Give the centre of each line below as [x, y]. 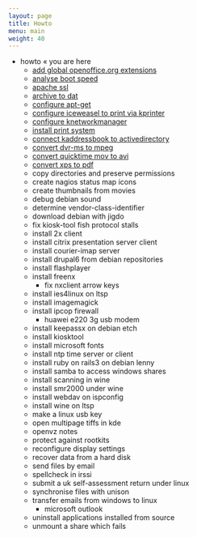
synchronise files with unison [81, 492]
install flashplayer [61, 268]
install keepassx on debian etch [84, 328]
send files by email [63, 466]
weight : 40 [27, 38]
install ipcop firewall [65, 311]
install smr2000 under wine [78, 389]
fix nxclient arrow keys [82, 285]
